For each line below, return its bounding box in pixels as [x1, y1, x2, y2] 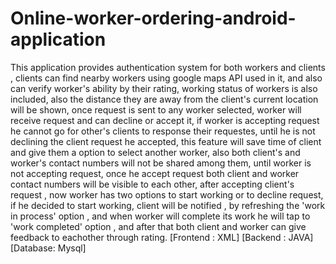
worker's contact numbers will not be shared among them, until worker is [10, 157, 312, 169]
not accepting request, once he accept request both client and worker [10, 167, 300, 179]
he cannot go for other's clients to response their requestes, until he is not [10, 125, 316, 137]
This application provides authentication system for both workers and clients [10, 61, 326, 73]
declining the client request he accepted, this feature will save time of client [10, 135, 322, 147]
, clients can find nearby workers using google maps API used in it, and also [10, 72, 323, 84]
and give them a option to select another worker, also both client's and [10, 146, 301, 158]
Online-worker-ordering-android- [10, 7, 297, 30]
